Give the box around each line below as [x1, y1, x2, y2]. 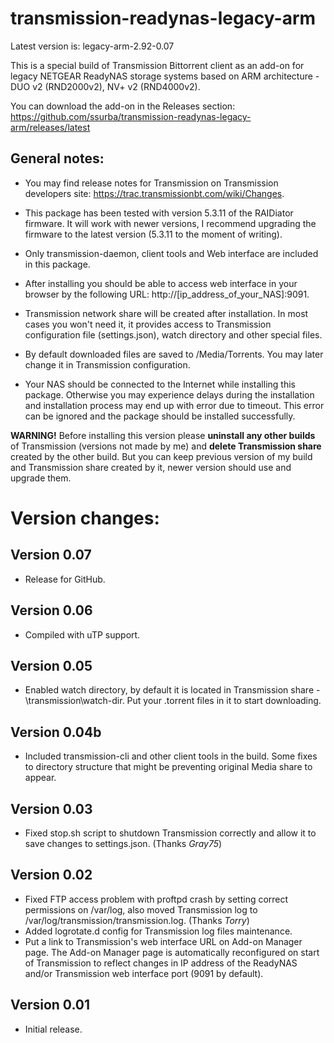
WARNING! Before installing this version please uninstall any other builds [10, 429, 316, 441]
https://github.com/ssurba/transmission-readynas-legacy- [10, 110, 252, 122]
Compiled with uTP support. [24, 628, 141, 641]
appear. [24, 772, 57, 784]
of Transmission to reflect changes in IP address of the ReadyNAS [24, 957, 298, 969]
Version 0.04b [10, 723, 102, 741]
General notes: [10, 150, 105, 167]
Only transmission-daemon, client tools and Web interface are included [24, 247, 319, 259]
